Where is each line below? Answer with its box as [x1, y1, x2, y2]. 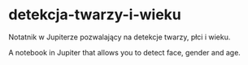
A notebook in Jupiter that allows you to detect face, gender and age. [8, 47, 241, 57]
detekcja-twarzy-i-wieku [8, 6, 181, 24]
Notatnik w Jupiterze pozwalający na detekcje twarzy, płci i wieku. [8, 32, 231, 42]
